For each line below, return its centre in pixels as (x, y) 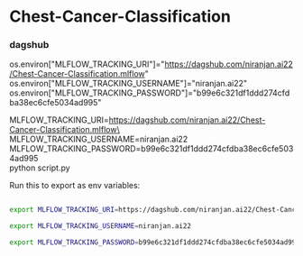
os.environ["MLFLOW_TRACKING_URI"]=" (87, 64)
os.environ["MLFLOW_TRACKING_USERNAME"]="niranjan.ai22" (129, 84)
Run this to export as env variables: (75, 186)
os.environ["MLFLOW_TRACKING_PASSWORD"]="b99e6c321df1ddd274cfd (150, 93)
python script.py (40, 168)
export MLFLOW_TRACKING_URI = (64, 210)
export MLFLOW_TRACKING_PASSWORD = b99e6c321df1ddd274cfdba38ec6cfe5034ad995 (155, 242)
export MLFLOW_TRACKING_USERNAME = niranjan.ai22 (101, 226)
